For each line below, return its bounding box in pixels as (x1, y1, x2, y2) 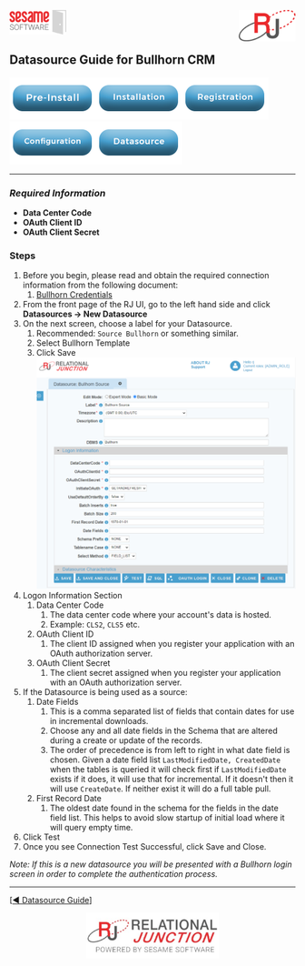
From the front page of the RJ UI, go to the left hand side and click (22, 299, 271, 310)
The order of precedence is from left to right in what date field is (49, 745, 290, 756)
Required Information (9, 186, 106, 199)
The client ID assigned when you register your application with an (49, 639, 295, 649)
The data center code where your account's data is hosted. (49, 609, 272, 620)
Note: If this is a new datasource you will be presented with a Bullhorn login (9, 859, 292, 870)
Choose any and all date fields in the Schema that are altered (49, 725, 279, 737)
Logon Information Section (22, 590, 123, 601)
